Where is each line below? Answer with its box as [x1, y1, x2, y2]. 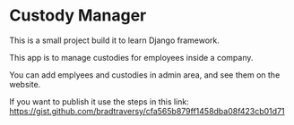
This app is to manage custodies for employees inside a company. [9, 52, 254, 62]
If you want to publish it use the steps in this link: [9, 96, 190, 107]
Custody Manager [9, 5, 147, 26]
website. [9, 79, 41, 89]
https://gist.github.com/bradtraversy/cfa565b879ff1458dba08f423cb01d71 [9, 105, 285, 116]
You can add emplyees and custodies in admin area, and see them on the [9, 69, 281, 80]
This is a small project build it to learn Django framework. [9, 35, 220, 46]
